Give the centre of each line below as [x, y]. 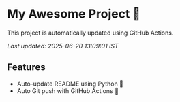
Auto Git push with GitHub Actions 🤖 [68, 90]
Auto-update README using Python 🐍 [70, 84]
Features [26, 67]
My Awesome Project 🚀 [74, 14]
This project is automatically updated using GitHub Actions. [90, 33]
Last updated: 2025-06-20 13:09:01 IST [63, 46]
